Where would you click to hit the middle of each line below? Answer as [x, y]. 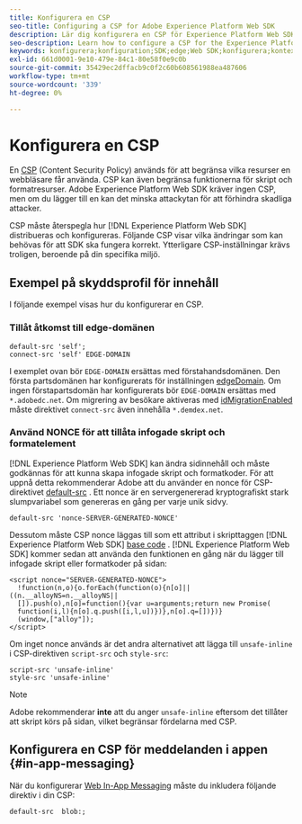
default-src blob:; [48, 811]
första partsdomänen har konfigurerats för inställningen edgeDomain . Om [145, 381]
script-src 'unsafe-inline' [62, 670]
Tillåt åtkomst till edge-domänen [82, 327]
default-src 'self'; [48, 346]
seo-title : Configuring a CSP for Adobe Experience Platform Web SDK [142, 26]
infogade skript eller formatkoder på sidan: [89, 563]
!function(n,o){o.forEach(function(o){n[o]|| [104, 587]
